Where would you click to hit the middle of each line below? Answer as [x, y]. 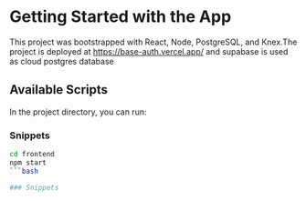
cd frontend [32, 155]
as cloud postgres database [62, 61]
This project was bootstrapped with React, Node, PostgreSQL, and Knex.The [153, 42]
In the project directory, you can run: [78, 112]
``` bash [24, 171]
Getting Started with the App [121, 17]
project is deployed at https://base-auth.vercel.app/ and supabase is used [149, 51]
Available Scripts [58, 90]
